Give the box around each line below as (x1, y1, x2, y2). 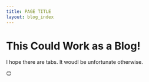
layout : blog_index (6, 14, 54, 20)
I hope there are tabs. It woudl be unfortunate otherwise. (6, 59, 143, 66)
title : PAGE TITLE (6, 8, 51, 15)
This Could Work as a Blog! (6, 39, 141, 53)
